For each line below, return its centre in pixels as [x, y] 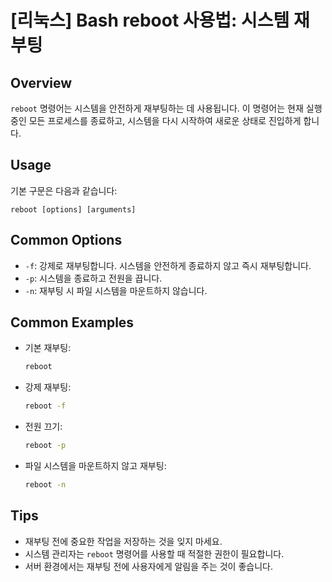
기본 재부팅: [48, 348]
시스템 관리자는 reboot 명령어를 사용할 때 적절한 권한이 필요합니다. [154, 553]
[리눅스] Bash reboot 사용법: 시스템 [150, 20]
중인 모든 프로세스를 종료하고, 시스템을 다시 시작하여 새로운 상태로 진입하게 [156, 120]
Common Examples [72, 322]
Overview [41, 82]
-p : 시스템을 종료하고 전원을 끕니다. [93, 278]
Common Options [66, 240]
